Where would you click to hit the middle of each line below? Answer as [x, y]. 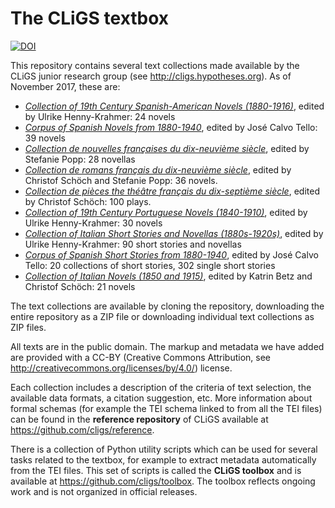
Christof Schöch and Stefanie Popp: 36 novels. [121, 180]
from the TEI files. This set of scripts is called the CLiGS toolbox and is [156, 470]
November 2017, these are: [65, 86]
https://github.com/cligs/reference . [82, 429]
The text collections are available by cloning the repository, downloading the [167, 306]
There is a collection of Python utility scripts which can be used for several [164, 449]
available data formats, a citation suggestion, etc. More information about [161, 398]
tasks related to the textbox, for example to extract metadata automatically [163, 459]
